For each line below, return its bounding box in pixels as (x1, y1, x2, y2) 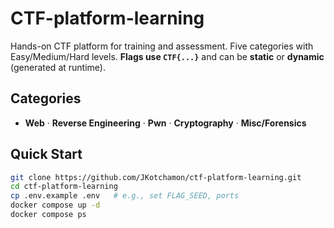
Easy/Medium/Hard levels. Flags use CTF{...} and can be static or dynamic (10, 50, 325, 62)
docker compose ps (10, 210, 87, 220)
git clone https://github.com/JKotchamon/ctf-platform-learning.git (10, 172, 302, 182)
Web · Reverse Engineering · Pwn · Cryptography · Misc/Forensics (24, 117, 307, 129)
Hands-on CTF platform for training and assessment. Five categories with (10, 40, 314, 52)
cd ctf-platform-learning (10, 182, 118, 192)
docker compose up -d (10, 200, 101, 211)
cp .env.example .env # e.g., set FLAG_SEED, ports (10, 191, 240, 201)
